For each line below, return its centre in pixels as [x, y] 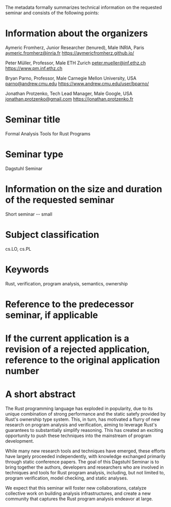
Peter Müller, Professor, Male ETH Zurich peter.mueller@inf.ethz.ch [76, 63]
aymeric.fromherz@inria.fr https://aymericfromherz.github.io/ [70, 53]
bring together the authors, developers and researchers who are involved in [84, 467]
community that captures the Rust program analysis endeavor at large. [79, 499]
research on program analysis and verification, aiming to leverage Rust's [81, 425]
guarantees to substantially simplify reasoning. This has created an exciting [84, 430]
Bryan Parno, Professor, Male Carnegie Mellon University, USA [71, 78]
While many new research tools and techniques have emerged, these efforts [85, 451]
